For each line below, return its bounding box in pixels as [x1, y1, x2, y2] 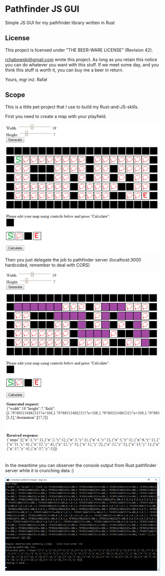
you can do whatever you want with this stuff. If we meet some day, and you [5, 61, 159, 67]
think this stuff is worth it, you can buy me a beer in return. [5, 67, 124, 73]
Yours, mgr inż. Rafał [5, 76, 48, 82]
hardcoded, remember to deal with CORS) [5, 262, 90, 268]
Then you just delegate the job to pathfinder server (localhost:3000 [5, 257, 141, 263]
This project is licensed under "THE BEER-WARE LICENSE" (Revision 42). [5, 47, 153, 53]
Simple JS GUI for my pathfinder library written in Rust [5, 20, 115, 26]
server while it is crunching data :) [5, 468, 74, 474]
